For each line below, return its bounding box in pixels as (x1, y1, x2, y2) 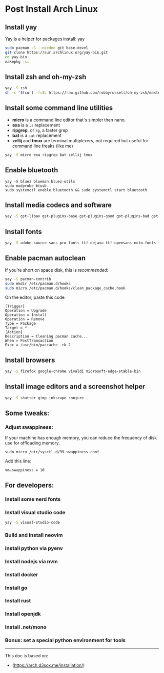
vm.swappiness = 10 (5, 467, 45, 473)
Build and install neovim (5, 531, 63, 538)
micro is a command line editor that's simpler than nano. (12, 117, 126, 123)
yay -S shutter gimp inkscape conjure (5, 395, 84, 400)
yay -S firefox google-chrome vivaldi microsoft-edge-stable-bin (5, 369, 141, 374)
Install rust (5, 597, 31, 604)
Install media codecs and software (5, 201, 112, 209)
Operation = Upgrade (5, 308, 47, 313)
